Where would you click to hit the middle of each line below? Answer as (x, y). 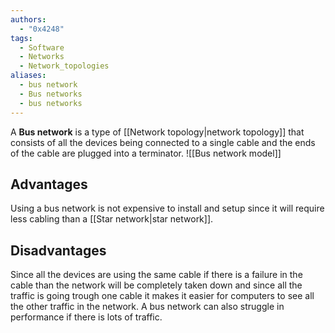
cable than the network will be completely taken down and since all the (156, 285)
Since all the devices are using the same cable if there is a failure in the (156, 275)
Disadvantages (58, 250)
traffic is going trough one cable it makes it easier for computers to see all (162, 296)
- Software (42, 47)
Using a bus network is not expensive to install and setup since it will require (167, 208)
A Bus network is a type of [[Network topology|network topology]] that (157, 132)
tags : (21, 38)
